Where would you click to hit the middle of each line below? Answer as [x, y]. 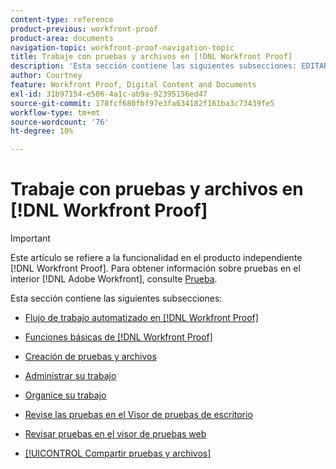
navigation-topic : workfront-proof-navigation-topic [122, 47]
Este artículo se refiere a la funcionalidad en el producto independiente [156, 258]
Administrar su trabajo [70, 376]
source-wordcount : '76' [60, 122]
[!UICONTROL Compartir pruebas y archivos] [118, 453]
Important [30, 238]
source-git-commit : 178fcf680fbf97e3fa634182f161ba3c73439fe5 [142, 103]
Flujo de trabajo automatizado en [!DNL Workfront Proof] [141, 318]
